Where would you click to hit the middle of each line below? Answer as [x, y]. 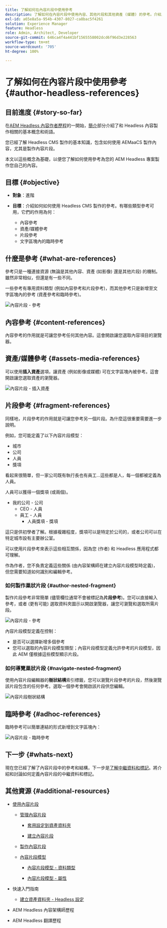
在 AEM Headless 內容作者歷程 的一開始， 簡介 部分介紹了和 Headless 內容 [80, 125]
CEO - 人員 [31, 509]
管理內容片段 [33, 814]
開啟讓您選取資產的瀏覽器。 [34, 378]
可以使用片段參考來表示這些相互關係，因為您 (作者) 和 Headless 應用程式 [80, 549]
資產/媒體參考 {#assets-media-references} [73, 359]
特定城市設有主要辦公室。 [31, 538]
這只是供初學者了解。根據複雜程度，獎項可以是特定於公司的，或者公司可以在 [83, 532]
